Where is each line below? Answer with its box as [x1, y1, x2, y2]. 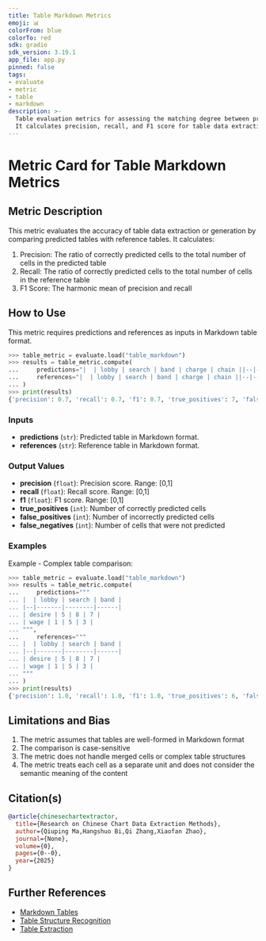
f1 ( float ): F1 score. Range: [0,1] [19, 495, 124, 505]
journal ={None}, [15, 835, 69, 843]
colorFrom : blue [8, 26, 62, 34]
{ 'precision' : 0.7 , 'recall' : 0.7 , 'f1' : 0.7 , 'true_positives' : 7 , [8, 395, 239, 403]
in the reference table [19, 275, 90, 284]
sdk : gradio [8, 41, 47, 49]
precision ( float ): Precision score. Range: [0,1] [19, 478, 173, 488]
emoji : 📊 [8, 19, 40, 27]
